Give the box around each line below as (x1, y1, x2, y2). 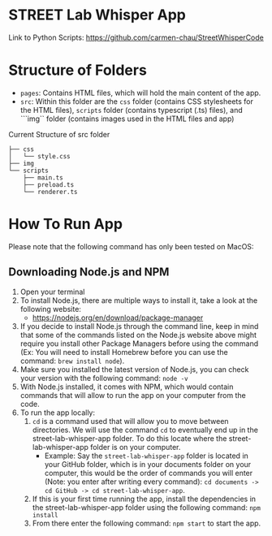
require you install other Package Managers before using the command (19, 339, 258, 348)
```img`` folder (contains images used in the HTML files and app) (19, 114, 235, 123)
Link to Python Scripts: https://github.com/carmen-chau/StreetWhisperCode (8, 32, 264, 42)
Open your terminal (19, 287, 85, 296)
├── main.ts (23, 173, 63, 182)
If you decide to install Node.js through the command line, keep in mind (19, 321, 259, 331)
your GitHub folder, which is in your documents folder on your (44, 459, 252, 469)
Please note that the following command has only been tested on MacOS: (8, 241, 254, 251)
